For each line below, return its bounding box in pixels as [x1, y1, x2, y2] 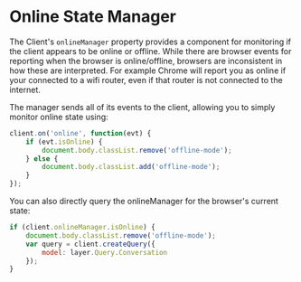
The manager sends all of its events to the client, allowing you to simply [9, 101, 276, 112]
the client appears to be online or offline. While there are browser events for [9, 45, 292, 56]
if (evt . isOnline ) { [25, 137, 103, 146]
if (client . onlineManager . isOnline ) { [9, 223, 155, 232]
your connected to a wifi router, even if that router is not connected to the [9, 74, 283, 85]
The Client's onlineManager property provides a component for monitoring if [9, 36, 292, 47]
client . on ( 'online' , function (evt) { [9, 128, 152, 137]
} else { [25, 154, 59, 164]
